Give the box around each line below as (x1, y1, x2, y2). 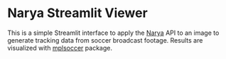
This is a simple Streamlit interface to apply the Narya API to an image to (7, 28, 220, 37)
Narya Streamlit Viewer (7, 5, 148, 21)
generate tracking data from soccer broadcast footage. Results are (7, 36, 203, 44)
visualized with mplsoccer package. (7, 43, 112, 52)
